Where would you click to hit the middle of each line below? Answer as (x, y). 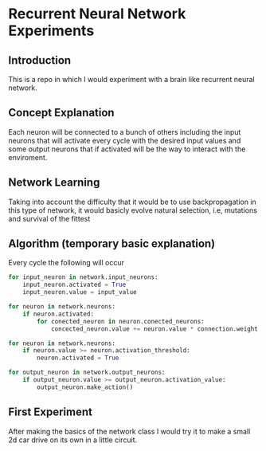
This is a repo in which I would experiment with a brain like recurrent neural (131, 79)
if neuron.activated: (58, 314)
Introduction (40, 60)
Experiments (51, 31)
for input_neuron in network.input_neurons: (83, 277)
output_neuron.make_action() (85, 387)
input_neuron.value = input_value (80, 292)
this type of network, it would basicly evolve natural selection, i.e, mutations (133, 210)
